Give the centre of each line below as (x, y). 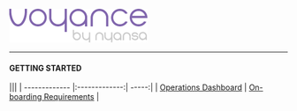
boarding (26, 97)
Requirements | (72, 97)
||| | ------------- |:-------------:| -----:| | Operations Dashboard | (128, 87)
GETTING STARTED (46, 68)
